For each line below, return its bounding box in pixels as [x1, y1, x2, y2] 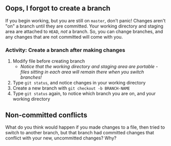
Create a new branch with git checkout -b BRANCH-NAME [12, 85, 130, 91]
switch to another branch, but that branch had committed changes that [5, 129, 154, 135]
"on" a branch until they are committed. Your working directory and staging [5, 23, 163, 29]
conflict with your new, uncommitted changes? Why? [5, 135, 116, 141]
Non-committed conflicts [5, 110, 88, 119]
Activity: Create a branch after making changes [5, 46, 126, 53]
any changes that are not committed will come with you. [5, 34, 123, 40]
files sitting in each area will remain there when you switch [20, 69, 144, 75]
